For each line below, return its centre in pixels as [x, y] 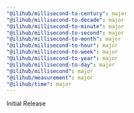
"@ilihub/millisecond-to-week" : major [62, 52]
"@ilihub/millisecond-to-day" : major [61, 65]
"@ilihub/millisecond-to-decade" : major [66, 20]
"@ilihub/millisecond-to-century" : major [67, 13]
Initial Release [26, 103]
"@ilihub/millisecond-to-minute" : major [66, 26]
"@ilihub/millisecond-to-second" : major [66, 33]
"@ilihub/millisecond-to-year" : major [62, 59]
